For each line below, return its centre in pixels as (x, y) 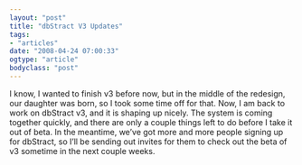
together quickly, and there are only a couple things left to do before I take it (151, 122)
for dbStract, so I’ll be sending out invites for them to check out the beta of (148, 142)
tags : (19, 34)
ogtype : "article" (44, 60)
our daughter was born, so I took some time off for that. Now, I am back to (147, 103)
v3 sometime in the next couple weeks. (82, 151)
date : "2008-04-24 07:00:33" (64, 51)
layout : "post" (38, 18)
